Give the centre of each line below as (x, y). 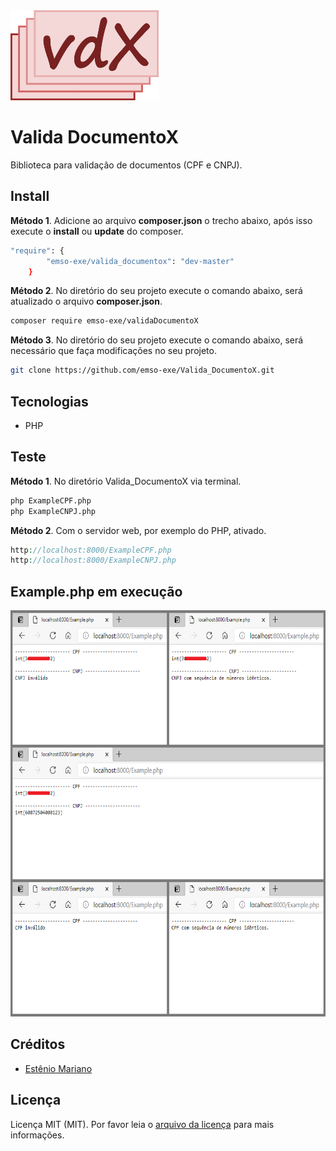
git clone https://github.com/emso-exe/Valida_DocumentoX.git (142, 370)
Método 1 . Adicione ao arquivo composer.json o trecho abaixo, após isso (161, 220)
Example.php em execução (96, 591)
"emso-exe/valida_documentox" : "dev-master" (140, 261)
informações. (37, 1135)
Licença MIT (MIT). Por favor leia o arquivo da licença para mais (142, 1124)
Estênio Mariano (58, 1068)
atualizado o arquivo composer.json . (86, 301)
